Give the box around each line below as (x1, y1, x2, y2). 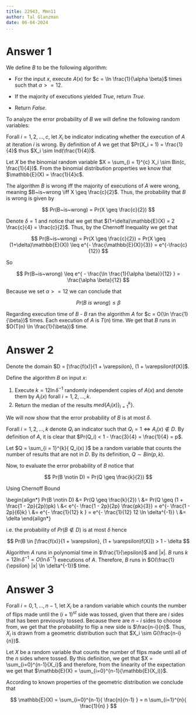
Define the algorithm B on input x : (6, 374, 87, 382)
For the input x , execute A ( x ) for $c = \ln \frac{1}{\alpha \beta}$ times (14, 76, 183, 83)
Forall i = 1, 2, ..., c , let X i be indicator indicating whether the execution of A (6, 133, 185, 142)
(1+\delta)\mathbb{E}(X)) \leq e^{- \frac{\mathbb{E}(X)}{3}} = (9, 241, 158, 248)
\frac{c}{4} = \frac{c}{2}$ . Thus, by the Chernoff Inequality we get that (6, 224, 178, 231)
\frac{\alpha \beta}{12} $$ (67, 277, 130, 284)
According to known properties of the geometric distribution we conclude (6, 678, 183, 686)
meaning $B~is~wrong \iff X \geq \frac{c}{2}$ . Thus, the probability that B (6, 189, 186, 196)
